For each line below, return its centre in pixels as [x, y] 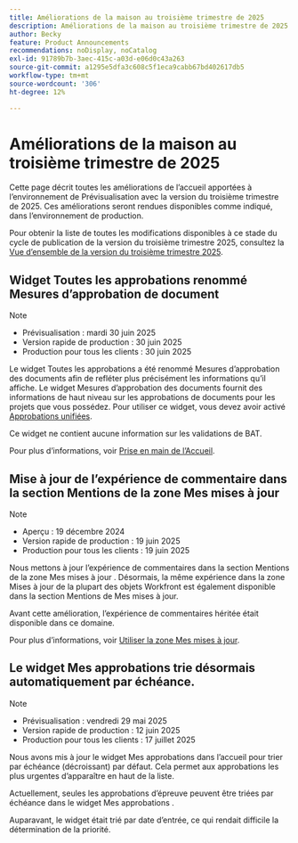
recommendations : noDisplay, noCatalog [83, 51]
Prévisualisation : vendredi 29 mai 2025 [94, 720]
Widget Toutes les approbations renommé [128, 280]
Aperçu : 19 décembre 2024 [73, 532]
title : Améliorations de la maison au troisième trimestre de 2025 [137, 17]
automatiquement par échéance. [102, 682]
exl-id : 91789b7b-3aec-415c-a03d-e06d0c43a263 [97, 59]
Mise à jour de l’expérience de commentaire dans [148, 479]
